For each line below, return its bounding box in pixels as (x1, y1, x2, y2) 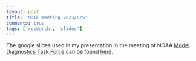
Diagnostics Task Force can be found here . (6, 48, 114, 56)
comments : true (6, 20, 45, 26)
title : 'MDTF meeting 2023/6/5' (6, 14, 88, 20)
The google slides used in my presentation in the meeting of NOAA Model (6, 42, 190, 49)
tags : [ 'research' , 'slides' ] (6, 25, 83, 32)
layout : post (6, 8, 39, 15)
